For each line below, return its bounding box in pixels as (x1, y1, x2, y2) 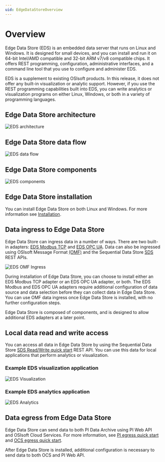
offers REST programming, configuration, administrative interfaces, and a (5, 60, 154, 67)
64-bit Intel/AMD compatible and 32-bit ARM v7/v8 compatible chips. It (5, 55, 150, 61)
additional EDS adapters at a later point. (5, 314, 86, 320)
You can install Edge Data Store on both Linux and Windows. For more (5, 206, 148, 212)
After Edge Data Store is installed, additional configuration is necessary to (5, 447, 155, 453)
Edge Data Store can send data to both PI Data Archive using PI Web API (5, 426, 152, 432)
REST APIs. (5, 254, 28, 260)
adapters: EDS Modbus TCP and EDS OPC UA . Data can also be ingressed (9, 244, 161, 250)
